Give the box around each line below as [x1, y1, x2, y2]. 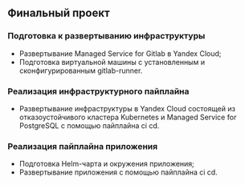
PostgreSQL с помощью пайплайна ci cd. [18, 120, 160, 131]
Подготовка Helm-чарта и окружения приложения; [18, 159, 194, 169]
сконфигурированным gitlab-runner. [18, 66, 143, 75]
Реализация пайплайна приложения [7, 140, 158, 151]
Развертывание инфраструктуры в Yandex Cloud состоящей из [18, 103, 236, 113]
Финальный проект [7, 6, 110, 20]
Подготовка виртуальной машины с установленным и [18, 57, 206, 66]
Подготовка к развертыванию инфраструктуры [7, 30, 206, 42]
